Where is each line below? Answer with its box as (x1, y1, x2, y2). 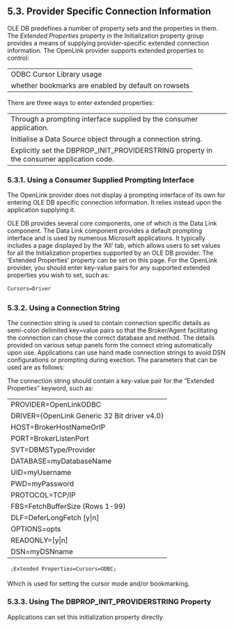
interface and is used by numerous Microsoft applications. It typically (7, 234, 205, 242)
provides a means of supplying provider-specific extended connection (7, 38, 210, 47)
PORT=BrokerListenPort (10, 434, 89, 443)
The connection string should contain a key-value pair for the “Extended (7, 377, 214, 385)
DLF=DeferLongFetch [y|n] (10, 513, 100, 523)
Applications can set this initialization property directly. (7, 613, 165, 621)
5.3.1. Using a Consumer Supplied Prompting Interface (7, 175, 195, 185)
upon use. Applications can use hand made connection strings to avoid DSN (7, 348, 226, 357)
